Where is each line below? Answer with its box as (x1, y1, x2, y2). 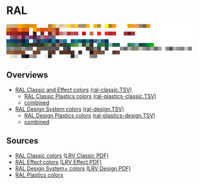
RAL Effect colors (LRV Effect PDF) (15, 158, 102, 165)
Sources (6, 136, 39, 146)
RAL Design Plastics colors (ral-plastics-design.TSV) (24, 111, 156, 119)
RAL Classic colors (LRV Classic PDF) (15, 152, 109, 159)
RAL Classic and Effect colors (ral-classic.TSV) (15, 86, 132, 93)
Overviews (6, 70, 48, 80)
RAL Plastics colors (15, 171, 64, 179)
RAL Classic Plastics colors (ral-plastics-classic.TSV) (24, 92, 157, 100)
